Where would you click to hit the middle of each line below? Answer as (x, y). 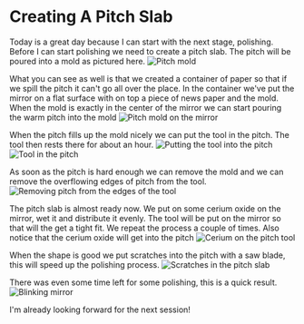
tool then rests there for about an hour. (82, 144)
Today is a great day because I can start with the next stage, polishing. (142, 42)
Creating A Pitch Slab (91, 17)
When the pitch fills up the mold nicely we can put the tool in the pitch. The (150, 134)
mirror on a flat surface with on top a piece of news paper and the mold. (144, 98)
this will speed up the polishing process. (85, 264)
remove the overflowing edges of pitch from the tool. (108, 181)
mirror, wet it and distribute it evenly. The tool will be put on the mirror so (145, 218)
